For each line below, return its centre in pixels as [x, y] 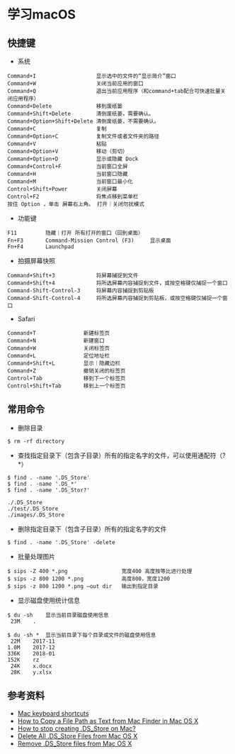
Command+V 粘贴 [57, 144]
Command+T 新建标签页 [59, 333]
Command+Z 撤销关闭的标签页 [67, 371]
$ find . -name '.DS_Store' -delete [61, 542]
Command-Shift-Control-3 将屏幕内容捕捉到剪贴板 [81, 291]
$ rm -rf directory [36, 441]
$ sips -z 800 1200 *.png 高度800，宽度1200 [89, 579]
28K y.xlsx [31, 672]
